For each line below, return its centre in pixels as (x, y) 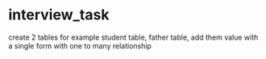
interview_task (59, 15)
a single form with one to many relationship (80, 45)
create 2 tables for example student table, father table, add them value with (133, 37)
